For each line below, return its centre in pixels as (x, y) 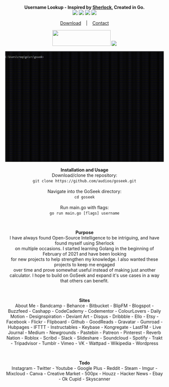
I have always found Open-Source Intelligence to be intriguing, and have (84, 238)
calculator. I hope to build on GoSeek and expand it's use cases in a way (84, 275)
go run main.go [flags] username (84, 213)
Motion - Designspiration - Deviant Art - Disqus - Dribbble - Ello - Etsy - (84, 316)
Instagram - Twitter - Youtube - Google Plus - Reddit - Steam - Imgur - (84, 368)
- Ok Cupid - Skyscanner (84, 379)
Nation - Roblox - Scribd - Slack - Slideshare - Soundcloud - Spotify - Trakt (84, 338)
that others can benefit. (84, 281)
